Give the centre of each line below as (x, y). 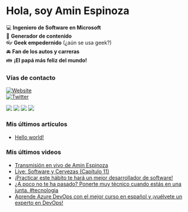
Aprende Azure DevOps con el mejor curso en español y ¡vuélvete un (98, 196)
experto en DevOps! (39, 203)
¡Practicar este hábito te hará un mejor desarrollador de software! (94, 177)
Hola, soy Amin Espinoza (68, 11)
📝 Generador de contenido (39, 36)
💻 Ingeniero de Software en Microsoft (53, 27)
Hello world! (29, 137)
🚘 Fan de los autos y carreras (43, 51)
